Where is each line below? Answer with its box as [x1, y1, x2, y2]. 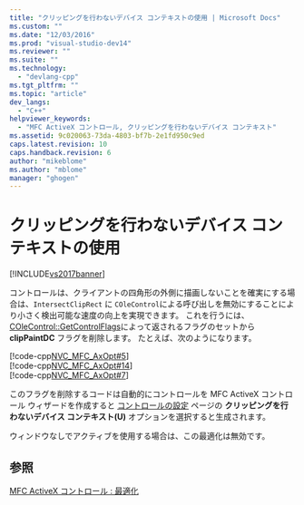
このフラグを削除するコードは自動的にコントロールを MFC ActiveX [9, 389, 260, 400]
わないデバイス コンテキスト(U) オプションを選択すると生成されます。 [9, 412, 270, 422]
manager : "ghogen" [9, 173, 79, 182]
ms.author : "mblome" [9, 165, 88, 174]
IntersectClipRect [33, 300, 103, 309]
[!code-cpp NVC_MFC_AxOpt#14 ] [9, 360, 133, 372]
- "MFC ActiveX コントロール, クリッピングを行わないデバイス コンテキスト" [17, 123, 277, 132]
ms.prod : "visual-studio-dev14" [9, 38, 132, 48]
